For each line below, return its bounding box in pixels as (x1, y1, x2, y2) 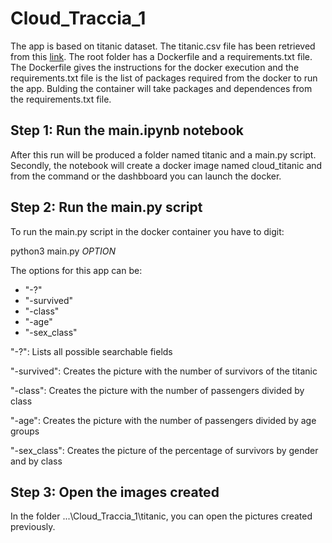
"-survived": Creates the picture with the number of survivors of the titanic (10, 365, 318, 377)
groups (10, 425, 40, 437)
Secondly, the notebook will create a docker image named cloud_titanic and (10, 159, 323, 171)
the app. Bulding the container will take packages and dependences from (10, 82, 313, 94)
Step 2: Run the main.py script (10, 199, 203, 216)
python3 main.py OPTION (10, 245, 117, 257)
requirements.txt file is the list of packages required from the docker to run (10, 72, 318, 84)
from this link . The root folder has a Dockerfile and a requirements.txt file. (10, 50, 313, 62)
